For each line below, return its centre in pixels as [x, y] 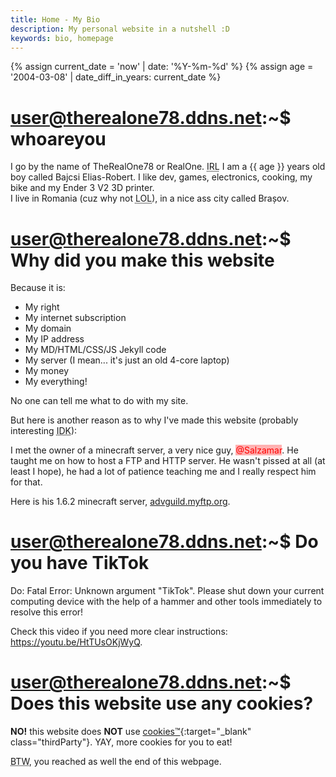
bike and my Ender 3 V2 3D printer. [82, 188]
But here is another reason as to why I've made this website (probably [154, 420]
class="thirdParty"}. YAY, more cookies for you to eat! [121, 742]
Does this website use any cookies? [162, 703]
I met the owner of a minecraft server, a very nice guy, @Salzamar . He [154, 450]
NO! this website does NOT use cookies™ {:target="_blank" [131, 732]
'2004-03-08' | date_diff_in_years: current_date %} [116, 77]
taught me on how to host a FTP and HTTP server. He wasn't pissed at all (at [168, 461]
